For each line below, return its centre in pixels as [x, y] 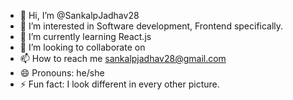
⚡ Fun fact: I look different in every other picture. [119, 84]
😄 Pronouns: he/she [62, 73]
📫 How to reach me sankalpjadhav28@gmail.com [123, 58]
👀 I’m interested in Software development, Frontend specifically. [151, 26]
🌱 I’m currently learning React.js [85, 36]
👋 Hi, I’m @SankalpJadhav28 [79, 15]
